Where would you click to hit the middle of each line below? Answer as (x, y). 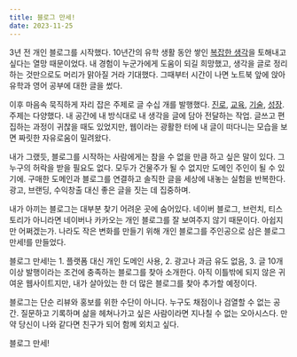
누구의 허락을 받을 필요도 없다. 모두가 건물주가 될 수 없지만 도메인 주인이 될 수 (143, 167)
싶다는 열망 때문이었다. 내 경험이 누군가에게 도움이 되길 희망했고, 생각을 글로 (141, 63)
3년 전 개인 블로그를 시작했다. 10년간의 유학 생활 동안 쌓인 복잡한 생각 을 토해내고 (148, 52)
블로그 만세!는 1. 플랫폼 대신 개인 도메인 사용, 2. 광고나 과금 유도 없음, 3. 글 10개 (146, 261)
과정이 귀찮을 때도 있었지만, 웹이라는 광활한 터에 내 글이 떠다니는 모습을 (156, 126)
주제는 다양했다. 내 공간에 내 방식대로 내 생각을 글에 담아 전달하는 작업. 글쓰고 (143, 115)
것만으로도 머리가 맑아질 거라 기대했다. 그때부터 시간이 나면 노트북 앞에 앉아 (156, 74)
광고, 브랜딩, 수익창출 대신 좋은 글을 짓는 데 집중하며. (100, 190)
